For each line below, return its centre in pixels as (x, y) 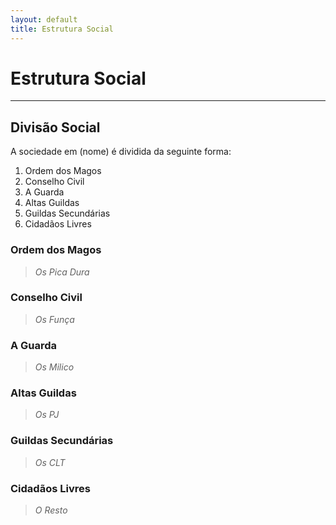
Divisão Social (55, 127)
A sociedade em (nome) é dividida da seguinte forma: (121, 152)
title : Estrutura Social (62, 29)
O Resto (51, 510)
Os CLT (50, 462)
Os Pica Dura (62, 272)
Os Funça (54, 319)
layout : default (44, 19)
